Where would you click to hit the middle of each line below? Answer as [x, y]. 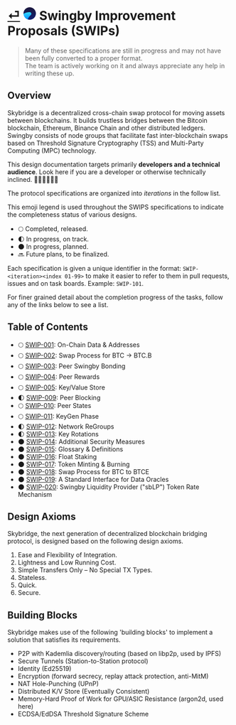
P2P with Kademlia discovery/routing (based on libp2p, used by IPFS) [119, 654]
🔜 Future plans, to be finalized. [63, 254]
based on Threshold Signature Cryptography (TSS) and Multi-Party [106, 143]
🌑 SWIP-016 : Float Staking [57, 456]
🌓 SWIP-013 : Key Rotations [58, 434]
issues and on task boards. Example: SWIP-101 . [76, 283]
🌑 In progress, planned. [53, 246]
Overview [29, 96]
